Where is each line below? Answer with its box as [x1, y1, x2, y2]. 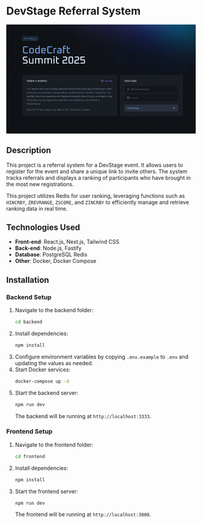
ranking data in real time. [6, 205, 68, 212]
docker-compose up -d [14, 378, 69, 384]
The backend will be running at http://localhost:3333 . [14, 412, 151, 419]
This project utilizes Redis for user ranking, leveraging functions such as [6, 192, 185, 199]
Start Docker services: [14, 366, 71, 373]
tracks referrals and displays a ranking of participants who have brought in [6, 174, 191, 181]
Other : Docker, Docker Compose [14, 257, 97, 265]
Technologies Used [6, 222, 80, 232]
